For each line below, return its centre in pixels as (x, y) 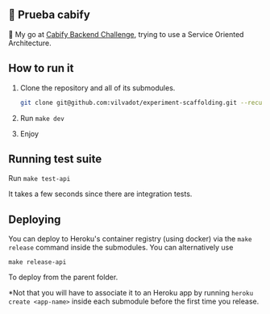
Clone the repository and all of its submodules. (98, 88)
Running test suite (55, 159)
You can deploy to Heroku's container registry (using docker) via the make (130, 239)
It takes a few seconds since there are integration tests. (100, 194)
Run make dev (42, 118)
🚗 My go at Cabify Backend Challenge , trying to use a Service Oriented (126, 34)
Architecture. (30, 43)
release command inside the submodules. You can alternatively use (121, 248)
